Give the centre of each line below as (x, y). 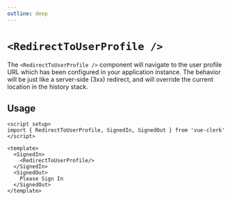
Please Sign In (42, 179)
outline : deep (28, 14)
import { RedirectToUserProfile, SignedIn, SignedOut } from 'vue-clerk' (116, 130)
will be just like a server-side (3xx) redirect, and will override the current (110, 79)
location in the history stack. (48, 87)
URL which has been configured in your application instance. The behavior (114, 72)
